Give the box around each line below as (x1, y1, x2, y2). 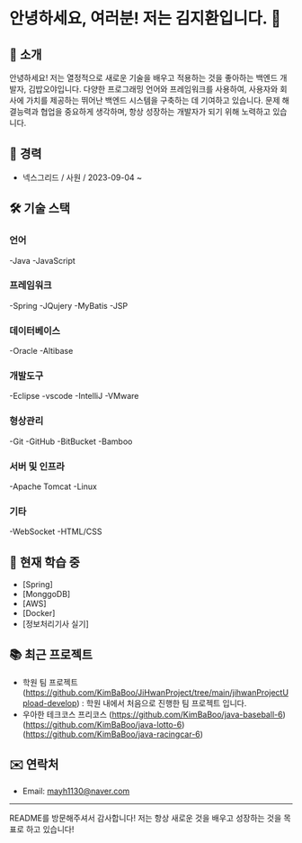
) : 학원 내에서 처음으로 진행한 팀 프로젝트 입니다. (75, 697, 247, 708)
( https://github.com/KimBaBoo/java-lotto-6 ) (22, 719, 185, 730)
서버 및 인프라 (9, 460, 66, 473)
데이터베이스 (9, 324, 61, 337)
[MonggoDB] (22, 589, 71, 600)
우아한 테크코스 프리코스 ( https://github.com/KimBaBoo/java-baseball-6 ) (22, 709, 286, 720)
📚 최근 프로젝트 (9, 648, 93, 663)
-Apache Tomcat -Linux (9, 481, 97, 492)
